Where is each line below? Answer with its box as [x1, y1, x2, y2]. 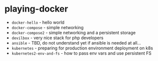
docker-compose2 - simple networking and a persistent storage [11, 30, 136, 35]
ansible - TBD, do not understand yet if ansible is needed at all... [11, 40, 141, 46]
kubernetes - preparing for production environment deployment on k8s [11, 45, 154, 51]
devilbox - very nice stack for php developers [11, 35, 104, 41]
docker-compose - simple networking [11, 24, 84, 30]
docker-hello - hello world [11, 19, 65, 25]
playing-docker [4, 3, 69, 15]
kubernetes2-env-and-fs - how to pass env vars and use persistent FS [11, 50, 152, 56]
